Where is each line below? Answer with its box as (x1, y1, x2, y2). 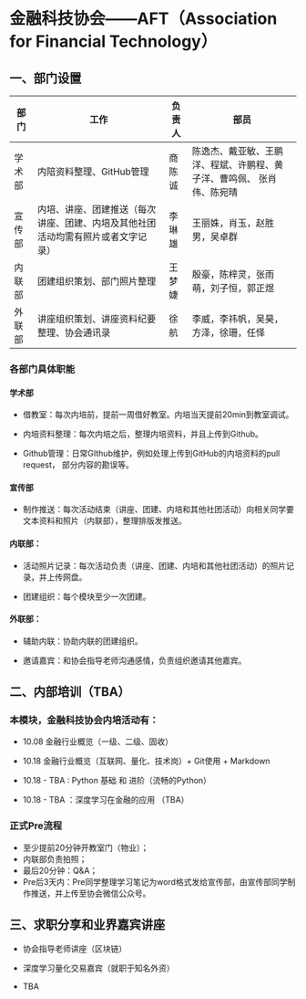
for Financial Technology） (9, 31, 218, 52)
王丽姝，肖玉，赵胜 (191, 216, 275, 229)
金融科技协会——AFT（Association (9, 8, 278, 29)
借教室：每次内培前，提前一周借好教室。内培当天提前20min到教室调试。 (22, 409, 294, 420)
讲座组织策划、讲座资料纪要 (36, 312, 157, 325)
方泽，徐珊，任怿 (191, 326, 266, 339)
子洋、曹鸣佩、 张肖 (191, 173, 278, 184)
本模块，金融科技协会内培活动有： (9, 714, 159, 727)
